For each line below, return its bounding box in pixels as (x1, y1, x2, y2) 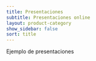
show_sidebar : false (6, 25, 59, 32)
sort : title (6, 31, 36, 37)
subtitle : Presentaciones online (6, 14, 91, 21)
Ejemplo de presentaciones (6, 48, 74, 55)
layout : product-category (6, 20, 71, 26)
